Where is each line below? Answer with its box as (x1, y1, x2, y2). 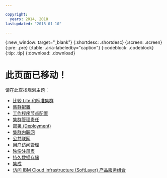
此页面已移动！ (5, 69, 67, 81)
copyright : (5, 12, 28, 17)
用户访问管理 (12, 142, 39, 148)
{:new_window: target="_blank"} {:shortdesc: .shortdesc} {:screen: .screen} (5, 39, 162, 45)
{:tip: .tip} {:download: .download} (5, 50, 75, 56)
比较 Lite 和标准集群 (12, 98, 54, 104)
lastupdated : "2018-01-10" (5, 21, 62, 26)
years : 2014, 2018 (10, 16, 49, 22)
